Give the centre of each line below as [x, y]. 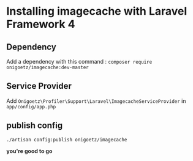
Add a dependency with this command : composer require [79, 62]
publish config [35, 126]
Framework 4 [41, 24]
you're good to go [29, 151]
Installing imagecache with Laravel [97, 11]
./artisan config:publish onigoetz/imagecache [67, 140]
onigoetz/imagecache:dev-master [47, 67]
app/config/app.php [31, 107]
